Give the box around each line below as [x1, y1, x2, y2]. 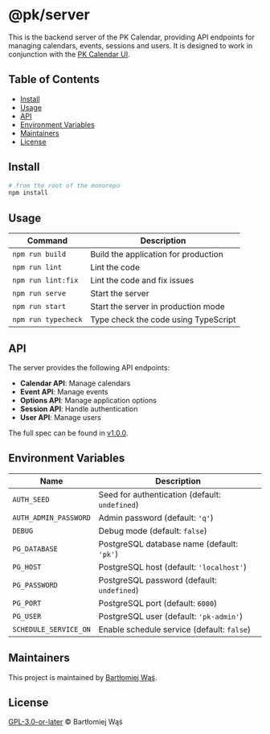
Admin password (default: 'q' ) [98, 512, 215, 523]
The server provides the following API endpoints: [8, 362, 170, 372]
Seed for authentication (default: [98, 489, 221, 500]
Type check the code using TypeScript [90, 314, 236, 325]
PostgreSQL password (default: [98, 574, 217, 585]
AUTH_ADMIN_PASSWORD [12, 513, 91, 522]
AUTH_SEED [12, 495, 50, 504]
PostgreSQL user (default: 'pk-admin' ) [98, 610, 243, 621]
